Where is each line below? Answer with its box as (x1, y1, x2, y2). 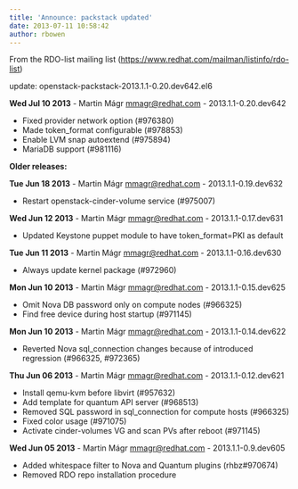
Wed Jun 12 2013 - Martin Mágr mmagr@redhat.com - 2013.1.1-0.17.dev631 (9, 213, 284, 224)
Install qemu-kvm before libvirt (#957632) (21, 387, 176, 398)
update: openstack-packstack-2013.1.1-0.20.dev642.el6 (9, 81, 213, 92)
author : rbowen (9, 29, 66, 38)
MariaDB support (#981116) (21, 144, 122, 154)
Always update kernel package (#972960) (21, 265, 177, 276)
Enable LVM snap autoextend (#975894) (21, 135, 171, 145)
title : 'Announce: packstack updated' (9, 12, 153, 22)
